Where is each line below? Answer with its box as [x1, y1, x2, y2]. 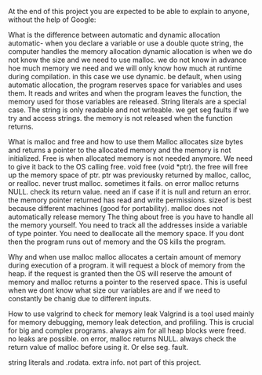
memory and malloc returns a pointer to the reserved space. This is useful [8, 278, 248, 286]
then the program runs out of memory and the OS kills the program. [8, 237, 226, 246]
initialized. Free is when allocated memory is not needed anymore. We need [8, 154, 253, 163]
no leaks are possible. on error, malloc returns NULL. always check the [8, 334, 237, 344]
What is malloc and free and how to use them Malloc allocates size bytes [8, 137, 244, 146]
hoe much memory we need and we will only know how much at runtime [8, 64, 242, 73]
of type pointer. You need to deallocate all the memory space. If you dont [8, 229, 245, 238]
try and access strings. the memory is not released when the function [8, 114, 233, 122]
